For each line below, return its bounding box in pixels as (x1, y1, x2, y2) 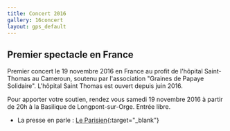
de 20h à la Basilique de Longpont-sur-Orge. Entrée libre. (7, 103, 171, 111)
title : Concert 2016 (7, 10, 67, 17)
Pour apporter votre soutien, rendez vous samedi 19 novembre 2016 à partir (7, 95, 223, 104)
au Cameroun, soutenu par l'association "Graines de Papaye (32, 74, 204, 83)
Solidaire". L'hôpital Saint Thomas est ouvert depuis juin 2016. (7, 82, 184, 90)
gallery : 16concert (7, 17, 64, 24)
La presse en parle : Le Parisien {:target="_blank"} (17, 116, 159, 125)
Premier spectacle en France (7, 49, 134, 60)
